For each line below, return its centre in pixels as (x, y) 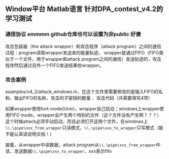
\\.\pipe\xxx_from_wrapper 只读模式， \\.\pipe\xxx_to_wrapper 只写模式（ (82, 128)
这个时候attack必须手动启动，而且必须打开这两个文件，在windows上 (77, 121)
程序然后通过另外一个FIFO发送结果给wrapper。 (55, 65)
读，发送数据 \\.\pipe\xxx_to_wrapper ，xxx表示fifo (59, 151)
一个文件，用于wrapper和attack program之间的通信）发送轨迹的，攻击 (88, 59)
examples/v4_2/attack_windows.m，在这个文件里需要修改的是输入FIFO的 (82, 91)
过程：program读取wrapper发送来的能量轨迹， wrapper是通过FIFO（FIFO (82, 53)
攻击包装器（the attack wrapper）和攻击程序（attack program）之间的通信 (83, 46)
